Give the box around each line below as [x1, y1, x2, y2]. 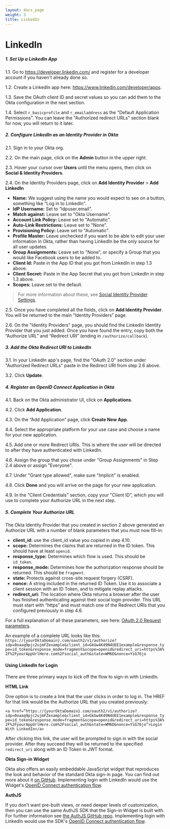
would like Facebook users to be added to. [12, 254, 102, 260]
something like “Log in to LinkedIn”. [12, 200, 86, 206]
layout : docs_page [5, 7, 44, 13]
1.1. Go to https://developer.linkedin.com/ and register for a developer [5, 69, 150, 75]
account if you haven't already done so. [5, 74, 88, 80]
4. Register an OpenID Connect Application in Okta [5, 384, 115, 390]
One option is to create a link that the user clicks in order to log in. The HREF [5, 693, 165, 699]
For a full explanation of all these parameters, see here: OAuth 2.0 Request [5, 617, 161, 624]
